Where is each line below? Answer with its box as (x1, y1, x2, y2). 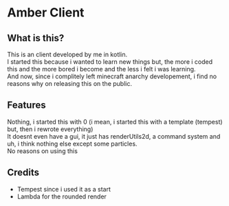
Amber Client (7, 5, 85, 21)
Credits (7, 167, 40, 179)
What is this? (7, 32, 65, 44)
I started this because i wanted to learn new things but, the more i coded (7, 58, 213, 66)
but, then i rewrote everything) (7, 125, 94, 133)
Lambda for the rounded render (17, 192, 107, 201)
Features (7, 100, 46, 111)
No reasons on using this (7, 146, 78, 155)
